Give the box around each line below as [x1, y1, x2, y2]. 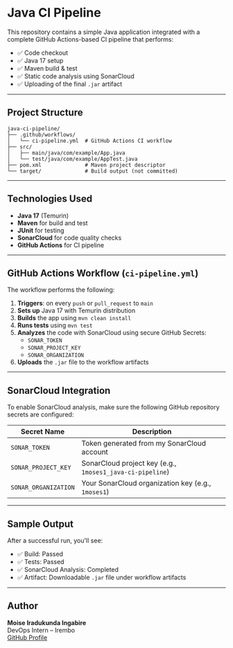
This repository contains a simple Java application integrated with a [7, 28, 200, 36]
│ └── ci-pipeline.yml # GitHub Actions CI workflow [7, 137, 172, 144]
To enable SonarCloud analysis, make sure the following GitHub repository [7, 403, 220, 412]
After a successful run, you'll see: [7, 536, 103, 545]
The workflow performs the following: [7, 286, 115, 294]
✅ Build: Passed [17, 550, 64, 558]
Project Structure [7, 107, 83, 119]
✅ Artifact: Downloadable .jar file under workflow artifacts [17, 573, 187, 581]
